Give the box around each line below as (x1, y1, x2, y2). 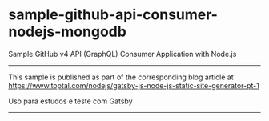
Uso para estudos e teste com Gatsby (8, 96, 134, 106)
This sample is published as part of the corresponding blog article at (8, 72, 234, 82)
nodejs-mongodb (8, 22, 126, 41)
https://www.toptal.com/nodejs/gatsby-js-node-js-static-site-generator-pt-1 (8, 80, 260, 90)
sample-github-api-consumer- (8, 6, 219, 24)
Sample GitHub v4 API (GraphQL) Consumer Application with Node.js (8, 49, 237, 58)
